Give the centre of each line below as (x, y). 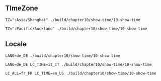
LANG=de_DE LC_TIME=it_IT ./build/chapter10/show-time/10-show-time (78, 64)
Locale (16, 44)
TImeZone (22, 8)
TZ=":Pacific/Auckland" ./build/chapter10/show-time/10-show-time (76, 29)
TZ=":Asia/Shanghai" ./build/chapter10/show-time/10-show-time (73, 20)
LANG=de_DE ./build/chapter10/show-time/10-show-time (63, 56)
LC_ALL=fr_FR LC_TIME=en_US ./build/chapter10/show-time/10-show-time (81, 73)
